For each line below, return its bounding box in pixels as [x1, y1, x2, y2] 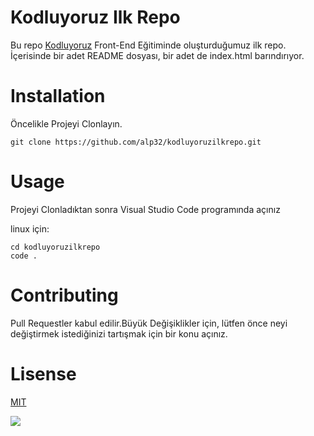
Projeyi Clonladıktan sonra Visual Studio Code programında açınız [10, 203, 281, 215]
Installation [10, 85, 106, 108]
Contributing [10, 284, 119, 306]
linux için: [10, 222, 50, 235]
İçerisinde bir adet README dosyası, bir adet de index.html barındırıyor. [10, 49, 305, 61]
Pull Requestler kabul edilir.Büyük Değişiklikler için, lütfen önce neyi [10, 317, 288, 329]
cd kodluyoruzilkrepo [10, 242, 101, 252]
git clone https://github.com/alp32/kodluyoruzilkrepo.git [10, 137, 262, 147]
